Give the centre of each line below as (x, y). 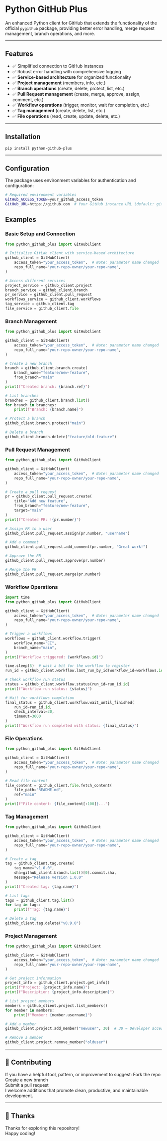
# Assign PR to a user (29, 529)
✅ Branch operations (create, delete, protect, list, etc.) (69, 88)
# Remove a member (24, 1038)
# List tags (17, 896)
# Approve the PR (23, 556)
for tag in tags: (23, 905)
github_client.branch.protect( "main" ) (45, 423)
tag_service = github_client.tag (40, 304)
